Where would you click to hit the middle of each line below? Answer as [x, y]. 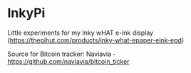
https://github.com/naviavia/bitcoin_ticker [68, 61]
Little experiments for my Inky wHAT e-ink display [81, 33]
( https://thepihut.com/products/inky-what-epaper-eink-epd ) [96, 40]
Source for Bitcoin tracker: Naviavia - [62, 54]
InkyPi [26, 13]
